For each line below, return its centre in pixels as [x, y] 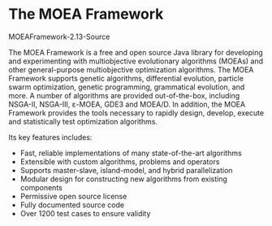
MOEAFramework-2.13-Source [59, 37]
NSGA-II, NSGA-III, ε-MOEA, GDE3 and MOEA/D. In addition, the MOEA [127, 104]
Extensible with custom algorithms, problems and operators [120, 161]
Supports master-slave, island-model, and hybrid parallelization [126, 170]
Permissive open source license [73, 196]
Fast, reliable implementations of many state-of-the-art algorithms [131, 153]
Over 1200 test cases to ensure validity [85, 213]
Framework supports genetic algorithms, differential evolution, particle [126, 78]
